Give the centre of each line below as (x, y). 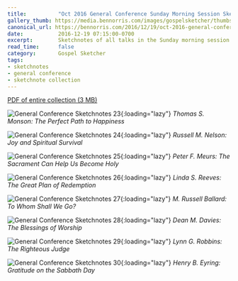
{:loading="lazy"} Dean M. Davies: (171, 220)
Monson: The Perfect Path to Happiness (66, 121)
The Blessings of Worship (45, 228)
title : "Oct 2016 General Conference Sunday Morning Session (114, 14)
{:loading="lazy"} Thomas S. (162, 114)
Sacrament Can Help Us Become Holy (63, 164)
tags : (15, 60)
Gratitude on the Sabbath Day (51, 270)
